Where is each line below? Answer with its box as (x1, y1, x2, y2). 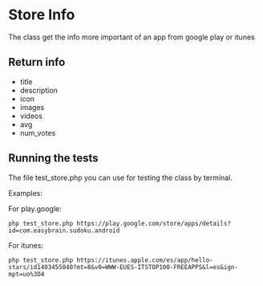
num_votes (19, 128, 56, 137)
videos (19, 111, 42, 121)
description (19, 85, 58, 95)
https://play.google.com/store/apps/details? (76, 219, 231, 227)
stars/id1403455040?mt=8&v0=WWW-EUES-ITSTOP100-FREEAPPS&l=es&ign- (8, 263, 239, 271)
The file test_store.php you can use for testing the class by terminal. (8, 173, 233, 182)
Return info (8, 55, 66, 69)
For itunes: (8, 240, 44, 250)
